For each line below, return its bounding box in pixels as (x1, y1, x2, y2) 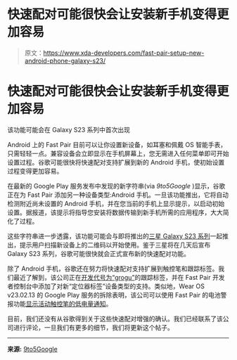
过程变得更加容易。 (7, 167, 63, 175)
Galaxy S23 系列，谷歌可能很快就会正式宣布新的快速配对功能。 (7, 249, 191, 257)
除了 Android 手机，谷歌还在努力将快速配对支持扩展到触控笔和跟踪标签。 (7, 264, 219, 273)
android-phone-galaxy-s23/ (24, 56, 106, 65)
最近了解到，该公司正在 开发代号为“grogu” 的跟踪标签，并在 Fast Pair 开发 (13, 273, 225, 281)
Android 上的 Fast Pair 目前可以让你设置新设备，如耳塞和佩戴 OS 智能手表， (7, 140, 227, 148)
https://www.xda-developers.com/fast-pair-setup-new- (43, 49, 205, 57)
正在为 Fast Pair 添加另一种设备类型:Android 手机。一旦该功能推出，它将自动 (7, 191, 229, 199)
